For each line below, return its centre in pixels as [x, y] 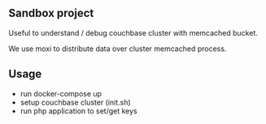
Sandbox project [51, 13]
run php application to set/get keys [79, 111]
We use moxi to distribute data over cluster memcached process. [118, 49]
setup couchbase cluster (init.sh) [76, 102]
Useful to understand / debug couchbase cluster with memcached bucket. [133, 32]
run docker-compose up [61, 93]
